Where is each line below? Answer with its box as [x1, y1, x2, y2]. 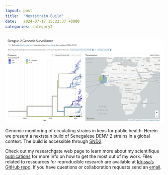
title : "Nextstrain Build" [5, 13, 64, 19]
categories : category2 [5, 24, 53, 29]
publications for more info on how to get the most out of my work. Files [5, 153, 152, 159]
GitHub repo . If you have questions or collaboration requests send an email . [5, 164, 162, 170]
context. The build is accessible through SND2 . [5, 138, 103, 144]
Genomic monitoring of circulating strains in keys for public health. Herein [5, 127, 158, 133]
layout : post [5, 8, 33, 13]
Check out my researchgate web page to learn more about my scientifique [5, 148, 159, 154]
